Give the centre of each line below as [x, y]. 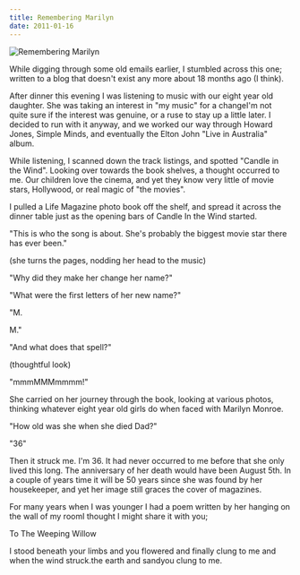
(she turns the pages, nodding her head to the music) [108, 260]
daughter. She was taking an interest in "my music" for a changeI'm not [141, 105]
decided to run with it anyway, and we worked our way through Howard [141, 124]
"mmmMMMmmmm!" [49, 382]
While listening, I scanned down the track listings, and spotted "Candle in [144, 160]
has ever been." [38, 243]
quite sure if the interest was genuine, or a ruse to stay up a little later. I [140, 115]
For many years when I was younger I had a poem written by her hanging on [150, 506]
